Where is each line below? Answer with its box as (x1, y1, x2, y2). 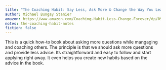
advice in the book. (5, 60, 44, 66)
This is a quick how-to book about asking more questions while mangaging (5, 39, 158, 45)
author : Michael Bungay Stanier (5, 12, 72, 17)
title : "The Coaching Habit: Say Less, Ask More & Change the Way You (5, 7, 154, 12)
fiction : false (5, 26, 37, 31)
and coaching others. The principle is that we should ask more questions (5, 44, 153, 50)
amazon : (5, 16, 21, 21)
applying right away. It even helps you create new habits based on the (5, 55, 148, 61)
